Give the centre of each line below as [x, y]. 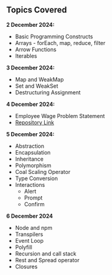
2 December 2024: [31, 24]
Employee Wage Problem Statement [60, 116]
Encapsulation [33, 152]
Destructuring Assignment [48, 92]
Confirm [34, 204]
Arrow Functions [35, 49]
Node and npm [34, 228]
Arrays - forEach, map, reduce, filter [60, 43]
